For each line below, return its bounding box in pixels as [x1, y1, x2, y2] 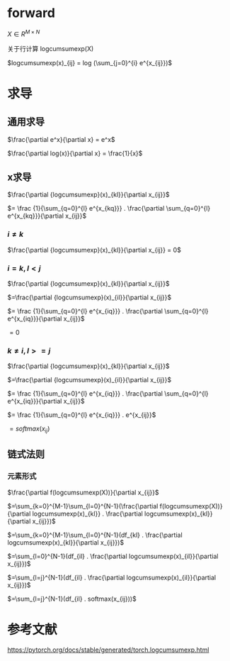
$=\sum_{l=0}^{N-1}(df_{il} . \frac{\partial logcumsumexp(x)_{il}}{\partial [7, 552, 219, 560]
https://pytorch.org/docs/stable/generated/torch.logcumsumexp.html [7, 645, 209, 654]
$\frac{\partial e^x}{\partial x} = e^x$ [7, 135, 115, 143]
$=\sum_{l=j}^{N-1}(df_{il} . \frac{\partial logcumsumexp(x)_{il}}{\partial [7, 573, 217, 582]
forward [7, 5, 55, 21]
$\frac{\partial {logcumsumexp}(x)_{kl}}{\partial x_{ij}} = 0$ [7, 245, 182, 254]
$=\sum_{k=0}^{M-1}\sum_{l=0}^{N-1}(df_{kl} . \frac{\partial [7, 531, 183, 539]
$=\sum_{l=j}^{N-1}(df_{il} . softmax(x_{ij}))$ [7, 594, 137, 603]
